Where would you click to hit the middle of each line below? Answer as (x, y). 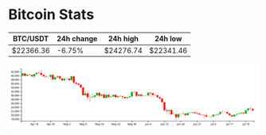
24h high (123, 39)
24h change (77, 39)
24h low (168, 39)
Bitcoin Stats (51, 15)
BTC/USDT (31, 39)
